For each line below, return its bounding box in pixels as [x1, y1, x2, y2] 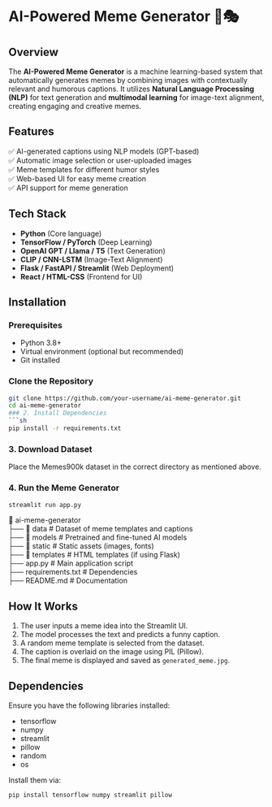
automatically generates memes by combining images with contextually [8, 76, 248, 85]
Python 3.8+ [19, 338, 63, 348]
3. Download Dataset [8, 443, 93, 454]
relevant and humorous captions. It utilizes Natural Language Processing [8, 84, 254, 93]
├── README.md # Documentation [8, 575, 128, 586]
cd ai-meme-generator [8, 401, 82, 410]
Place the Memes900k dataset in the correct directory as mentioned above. [8, 462, 261, 472]
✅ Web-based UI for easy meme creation [8, 173, 147, 184]
